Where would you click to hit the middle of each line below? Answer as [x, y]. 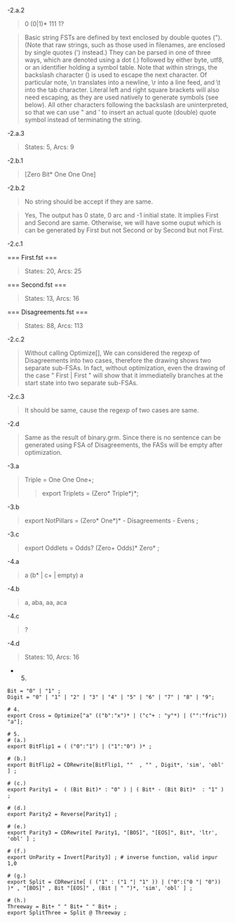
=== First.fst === [32, 257]
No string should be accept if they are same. [89, 201]
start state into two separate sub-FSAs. [81, 383]
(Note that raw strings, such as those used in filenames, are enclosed [125, 45]
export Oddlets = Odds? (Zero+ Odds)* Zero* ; [92, 548]
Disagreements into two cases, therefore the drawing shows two [118, 360]
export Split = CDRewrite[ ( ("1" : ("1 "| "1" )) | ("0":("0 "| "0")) [114, 882]
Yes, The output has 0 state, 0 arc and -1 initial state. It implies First [121, 215]
